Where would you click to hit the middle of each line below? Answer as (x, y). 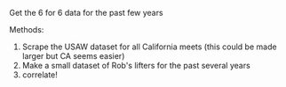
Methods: (27, 29)
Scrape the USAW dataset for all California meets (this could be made (149, 47)
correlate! (40, 75)
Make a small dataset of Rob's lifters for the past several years (136, 65)
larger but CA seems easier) (73, 56)
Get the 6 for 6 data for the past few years (86, 13)
